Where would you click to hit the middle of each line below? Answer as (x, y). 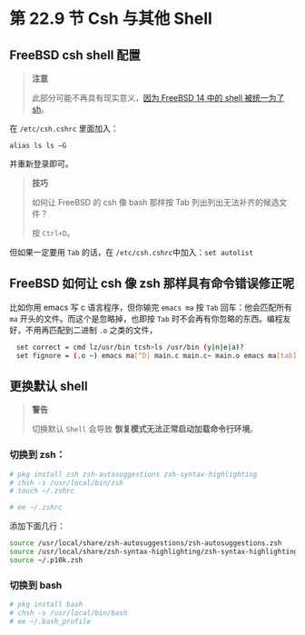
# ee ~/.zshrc (36, 508)
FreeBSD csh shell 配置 (75, 55)
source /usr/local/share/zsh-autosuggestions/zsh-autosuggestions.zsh (146, 543)
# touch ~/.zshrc (42, 491)
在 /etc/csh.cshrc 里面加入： (64, 129)
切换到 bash (36, 585)
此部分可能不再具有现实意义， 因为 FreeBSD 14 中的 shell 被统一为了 (158, 98)
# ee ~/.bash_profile (50, 621)
